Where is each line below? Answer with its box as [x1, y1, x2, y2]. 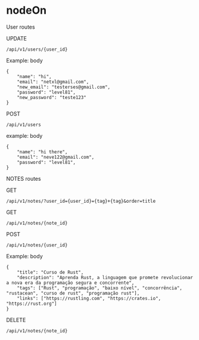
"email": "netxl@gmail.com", [17, 79, 89, 85]
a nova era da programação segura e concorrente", [6, 280, 135, 286]
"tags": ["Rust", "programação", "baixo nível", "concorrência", [17, 285, 183, 291]
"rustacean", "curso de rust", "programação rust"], [6, 290, 140, 296]
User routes [6, 23, 35, 30]
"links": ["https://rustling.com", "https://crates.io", [17, 295, 161, 301]
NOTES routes [6, 175, 41, 182]
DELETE [6, 316, 26, 323]
